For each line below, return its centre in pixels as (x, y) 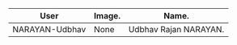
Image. (108, 16)
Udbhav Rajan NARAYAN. (176, 29)
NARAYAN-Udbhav (49, 29)
